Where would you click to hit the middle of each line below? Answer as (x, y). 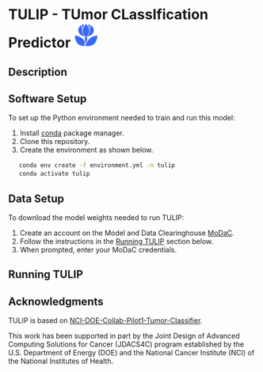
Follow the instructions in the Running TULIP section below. (116, 241)
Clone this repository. (55, 142)
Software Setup (48, 99)
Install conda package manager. (72, 133)
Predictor (40, 43)
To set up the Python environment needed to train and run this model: (122, 118)
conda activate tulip (54, 174)
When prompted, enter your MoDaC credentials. (98, 249)
